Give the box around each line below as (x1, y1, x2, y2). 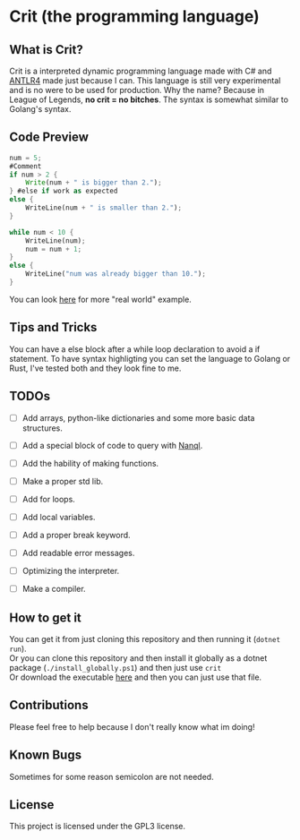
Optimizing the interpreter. (21, 566, 120, 577)
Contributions (9, 698, 89, 713)
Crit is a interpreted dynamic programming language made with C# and (9, 65, 272, 76)
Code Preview (9, 130, 90, 145)
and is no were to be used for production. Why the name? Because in (9, 85, 265, 95)
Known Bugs (9, 748, 82, 763)
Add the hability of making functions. (21, 458, 159, 468)
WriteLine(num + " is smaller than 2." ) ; (25, 203, 182, 212)
